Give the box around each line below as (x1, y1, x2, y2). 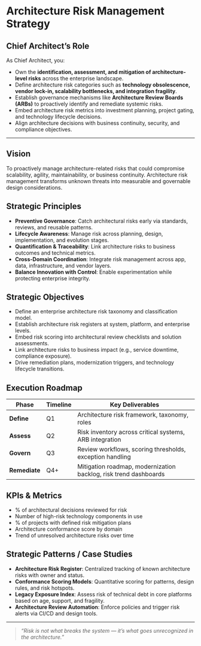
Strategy (6, 17, 51, 31)
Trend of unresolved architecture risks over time (14, 532, 134, 539)
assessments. (14, 340, 49, 347)
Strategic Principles (6, 201, 82, 211)
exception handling (77, 453, 132, 461)
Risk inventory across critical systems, (77, 428, 185, 436)
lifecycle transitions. (14, 365, 65, 373)
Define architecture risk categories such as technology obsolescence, (14, 81, 190, 88)
